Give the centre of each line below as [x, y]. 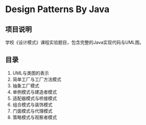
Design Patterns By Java [57, 9]
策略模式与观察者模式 [34, 117]
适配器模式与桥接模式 [34, 98]
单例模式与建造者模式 [34, 92]
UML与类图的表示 [31, 73]
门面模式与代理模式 [32, 111]
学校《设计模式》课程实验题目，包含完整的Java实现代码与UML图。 [75, 42]
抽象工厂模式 [26, 86]
